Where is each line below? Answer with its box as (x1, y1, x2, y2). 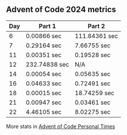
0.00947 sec (26, 98, 62, 106)
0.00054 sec (26, 70, 62, 78)
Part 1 (38, 22, 57, 30)
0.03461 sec (75, 98, 111, 106)
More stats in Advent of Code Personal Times (6, 123, 115, 130)
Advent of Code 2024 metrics (6, 5, 117, 15)
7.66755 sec (75, 41, 111, 49)
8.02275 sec (75, 108, 111, 116)
